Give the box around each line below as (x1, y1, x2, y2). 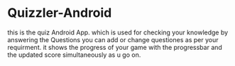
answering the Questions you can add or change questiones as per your (7, 35, 219, 44)
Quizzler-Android (7, 5, 112, 21)
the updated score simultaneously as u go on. (7, 51, 141, 59)
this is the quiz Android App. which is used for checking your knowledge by (7, 28, 229, 37)
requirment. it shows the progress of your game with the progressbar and (7, 43, 222, 51)
